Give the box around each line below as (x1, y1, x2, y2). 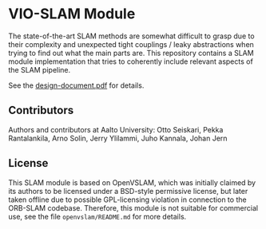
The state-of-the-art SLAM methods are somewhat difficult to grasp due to (8, 31, 255, 41)
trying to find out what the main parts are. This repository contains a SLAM (8, 48, 254, 57)
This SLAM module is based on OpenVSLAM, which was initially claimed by (8, 177, 256, 188)
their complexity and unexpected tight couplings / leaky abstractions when (8, 39, 254, 49)
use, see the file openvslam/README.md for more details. (8, 211, 187, 221)
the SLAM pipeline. (8, 65, 71, 74)
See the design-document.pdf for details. (8, 81, 145, 90)
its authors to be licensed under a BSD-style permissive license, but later (8, 186, 248, 195)
